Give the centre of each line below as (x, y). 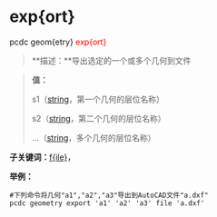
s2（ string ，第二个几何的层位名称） (99, 118)
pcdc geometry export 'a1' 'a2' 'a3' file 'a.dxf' (107, 203)
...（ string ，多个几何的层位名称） (94, 137)
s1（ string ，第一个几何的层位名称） (98, 99)
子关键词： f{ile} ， (42, 157)
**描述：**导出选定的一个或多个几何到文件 (111, 60)
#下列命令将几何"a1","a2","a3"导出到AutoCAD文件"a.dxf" (109, 195)
